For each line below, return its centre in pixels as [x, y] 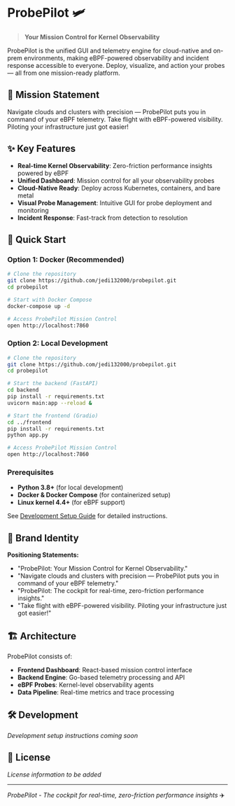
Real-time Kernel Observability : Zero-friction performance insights [115, 165]
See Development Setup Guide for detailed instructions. [87, 516]
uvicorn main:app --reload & [50, 403]
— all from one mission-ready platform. [64, 73]
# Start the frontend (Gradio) [53, 416]
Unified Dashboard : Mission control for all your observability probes [116, 180]
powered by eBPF [43, 173]
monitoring [33, 210]
